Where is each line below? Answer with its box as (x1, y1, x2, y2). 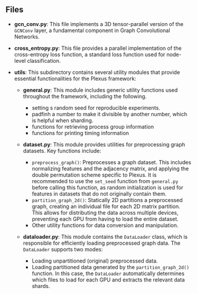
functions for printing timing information (31, 129, 130, 136)
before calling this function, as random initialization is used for (31, 184, 184, 191)
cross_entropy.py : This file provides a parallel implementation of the (14, 44, 182, 52)
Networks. (14, 33, 40, 40)
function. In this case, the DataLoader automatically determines (31, 270, 185, 277)
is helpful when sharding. (31, 117, 93, 124)
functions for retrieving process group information (31, 123, 154, 130)
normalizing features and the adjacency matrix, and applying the (31, 165, 189, 172)
